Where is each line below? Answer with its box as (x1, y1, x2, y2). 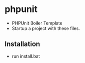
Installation (4, 40, 40, 48)
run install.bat (11, 53, 40, 59)
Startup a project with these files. (11, 25, 80, 31)
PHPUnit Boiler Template (11, 20, 63, 26)
